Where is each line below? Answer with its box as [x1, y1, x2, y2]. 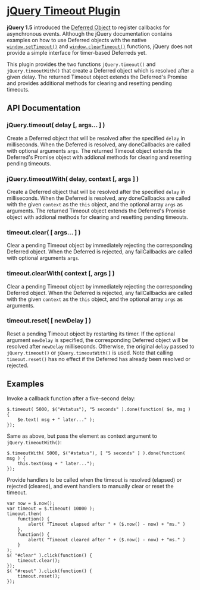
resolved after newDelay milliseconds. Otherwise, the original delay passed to [7, 343, 195, 350]
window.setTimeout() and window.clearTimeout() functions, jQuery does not [7, 43, 193, 50]
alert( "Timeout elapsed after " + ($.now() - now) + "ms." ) [28, 521, 186, 527]
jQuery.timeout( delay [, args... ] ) [7, 121, 105, 129]
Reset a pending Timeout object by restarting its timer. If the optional [7, 330, 175, 337]
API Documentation [7, 103, 81, 114]
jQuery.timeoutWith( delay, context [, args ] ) [7, 174, 139, 183]
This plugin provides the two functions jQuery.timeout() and [7, 61, 156, 68]
